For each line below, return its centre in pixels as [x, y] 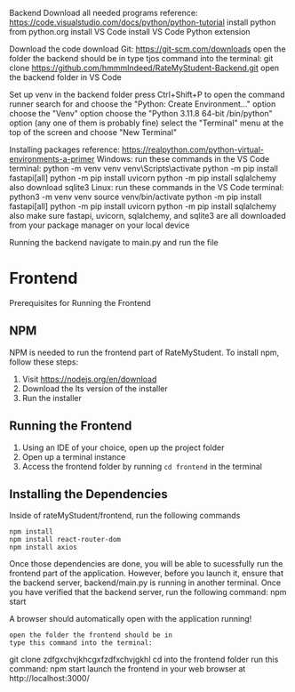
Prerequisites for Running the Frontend [80, 302]
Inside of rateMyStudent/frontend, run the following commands [125, 516]
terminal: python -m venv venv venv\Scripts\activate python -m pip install [144, 169]
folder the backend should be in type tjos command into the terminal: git [141, 58]
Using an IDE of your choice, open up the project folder [123, 447]
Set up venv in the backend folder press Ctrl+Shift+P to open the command [147, 94]
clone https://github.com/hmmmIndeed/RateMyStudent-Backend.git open [144, 68]
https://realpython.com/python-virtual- [193, 149]
